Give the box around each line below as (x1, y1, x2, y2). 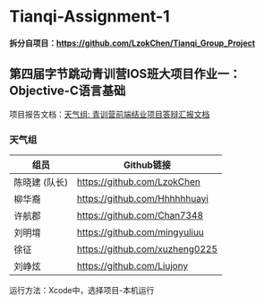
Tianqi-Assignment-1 (9, 6, 170, 27)
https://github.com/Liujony (76, 259, 189, 272)
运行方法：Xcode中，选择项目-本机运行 (9, 284, 155, 295)
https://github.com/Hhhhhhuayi (76, 192, 209, 204)
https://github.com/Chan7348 (76, 209, 204, 221)
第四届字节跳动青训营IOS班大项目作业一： (9, 66, 242, 82)
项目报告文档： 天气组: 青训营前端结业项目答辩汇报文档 (9, 109, 210, 119)
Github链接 (123, 159, 172, 171)
